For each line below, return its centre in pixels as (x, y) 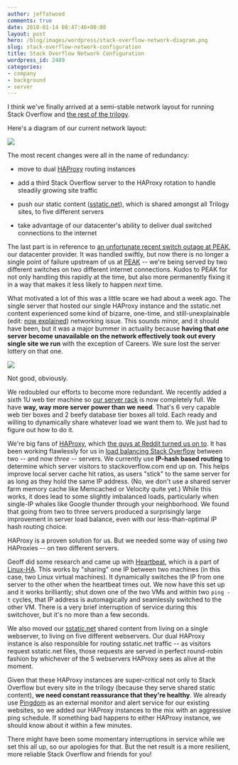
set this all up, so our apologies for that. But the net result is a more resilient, (119, 747)
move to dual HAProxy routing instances (77, 169)
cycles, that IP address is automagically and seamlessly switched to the (117, 600)
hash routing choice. (37, 527)
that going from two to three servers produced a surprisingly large (104, 512)
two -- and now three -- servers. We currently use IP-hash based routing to (119, 459)
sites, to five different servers (61, 212)
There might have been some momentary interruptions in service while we (116, 739)
